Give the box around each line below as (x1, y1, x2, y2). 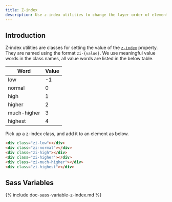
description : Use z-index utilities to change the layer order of (5, 12, 150, 17)
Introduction (5, 31, 46, 40)
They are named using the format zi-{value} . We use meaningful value (5, 50, 156, 56)
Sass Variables (5, 178, 54, 187)
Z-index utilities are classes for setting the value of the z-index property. (5, 44, 158, 51)
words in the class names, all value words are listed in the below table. (5, 56, 154, 62)
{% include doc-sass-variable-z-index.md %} (5, 192, 102, 198)
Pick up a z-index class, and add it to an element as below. (5, 131, 129, 137)
